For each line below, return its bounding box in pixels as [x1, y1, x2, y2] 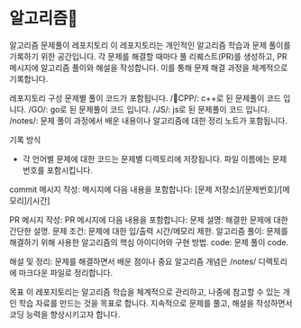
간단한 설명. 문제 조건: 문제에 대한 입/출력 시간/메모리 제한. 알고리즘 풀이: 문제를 [9, 225, 288, 236]
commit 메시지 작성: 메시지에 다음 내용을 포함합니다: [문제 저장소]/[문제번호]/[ [9, 184, 283, 195]
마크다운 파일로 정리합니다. [18, 267, 114, 278]
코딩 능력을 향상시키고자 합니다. [9, 308, 121, 320]
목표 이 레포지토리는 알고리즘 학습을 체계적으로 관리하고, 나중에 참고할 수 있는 [9, 286, 281, 297]
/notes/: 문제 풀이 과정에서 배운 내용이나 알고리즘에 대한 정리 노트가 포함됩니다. [9, 114, 288, 126]
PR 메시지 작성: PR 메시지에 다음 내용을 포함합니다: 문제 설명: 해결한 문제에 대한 [9, 214, 288, 225]
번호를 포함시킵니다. [22, 164, 93, 176]
